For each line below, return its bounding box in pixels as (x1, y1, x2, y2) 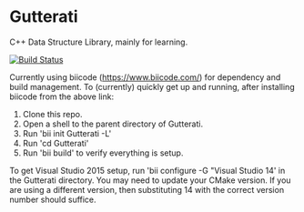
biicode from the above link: (9, 91, 115, 102)
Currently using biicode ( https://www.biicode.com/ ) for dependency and (9, 71, 281, 83)
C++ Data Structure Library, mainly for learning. (9, 36, 188, 47)
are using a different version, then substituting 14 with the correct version (9, 184, 285, 195)
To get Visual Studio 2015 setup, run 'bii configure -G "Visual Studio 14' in (9, 165, 286, 176)
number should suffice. (9, 194, 97, 205)
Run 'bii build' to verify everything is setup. (22, 147, 184, 158)
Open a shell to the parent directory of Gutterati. (22, 118, 203, 129)
